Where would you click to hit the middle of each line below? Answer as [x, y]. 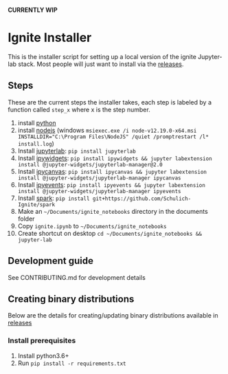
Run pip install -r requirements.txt [72, 363]
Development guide [51, 261]
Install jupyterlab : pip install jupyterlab [77, 151]
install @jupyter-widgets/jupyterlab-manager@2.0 [90, 164]
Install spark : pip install [54, 198]
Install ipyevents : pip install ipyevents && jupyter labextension [111, 184]
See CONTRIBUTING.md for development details [77, 277]
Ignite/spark [36, 205]
